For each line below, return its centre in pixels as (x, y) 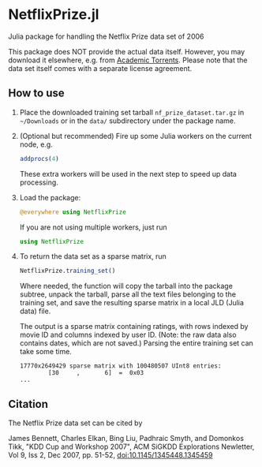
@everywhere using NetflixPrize (73, 212)
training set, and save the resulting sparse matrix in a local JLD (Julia (132, 303)
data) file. (35, 311)
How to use (36, 93)
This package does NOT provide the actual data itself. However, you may (127, 51)
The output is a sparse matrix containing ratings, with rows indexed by (134, 327)
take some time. (46, 352)
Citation (28, 404)
